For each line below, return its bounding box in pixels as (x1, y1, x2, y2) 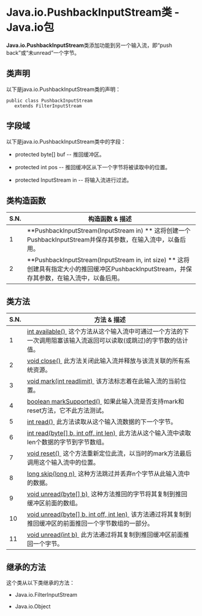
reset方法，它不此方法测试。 (26, 406, 108, 415)
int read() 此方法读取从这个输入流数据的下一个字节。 (26, 418, 177, 426)
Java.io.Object (14, 603, 51, 610)
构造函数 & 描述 (88, 215, 132, 223)
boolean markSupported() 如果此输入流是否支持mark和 (26, 397, 185, 406)
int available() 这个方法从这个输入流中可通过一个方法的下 (26, 328, 189, 336)
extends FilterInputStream (14, 103, 82, 109)
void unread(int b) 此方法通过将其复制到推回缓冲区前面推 (26, 530, 189, 539)
